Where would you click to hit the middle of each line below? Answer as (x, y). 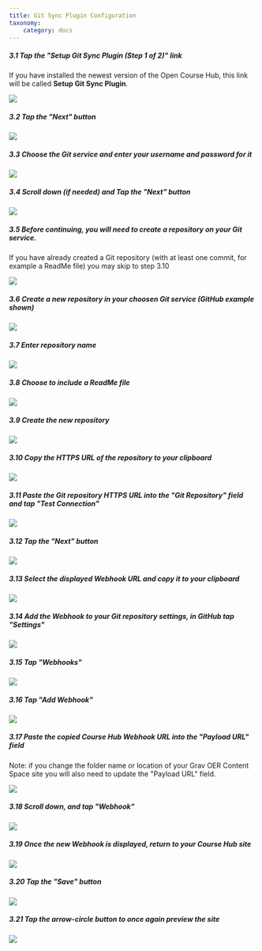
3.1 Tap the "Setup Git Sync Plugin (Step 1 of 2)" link (95, 55)
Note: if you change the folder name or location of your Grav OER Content (129, 765)
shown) (22, 307)
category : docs (48, 30)
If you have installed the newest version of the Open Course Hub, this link (128, 75)
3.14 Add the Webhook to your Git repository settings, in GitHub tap (122, 616)
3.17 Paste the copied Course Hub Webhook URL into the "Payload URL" (129, 737)
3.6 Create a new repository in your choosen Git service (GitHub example (132, 299)
